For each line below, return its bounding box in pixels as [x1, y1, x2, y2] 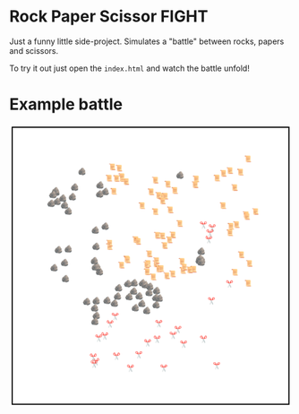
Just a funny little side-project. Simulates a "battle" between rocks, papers [9, 36, 285, 47]
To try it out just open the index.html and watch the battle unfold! [9, 63, 251, 73]
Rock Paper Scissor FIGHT [9, 6, 209, 27]
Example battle [9, 94, 124, 115]
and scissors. [9, 45, 59, 56]
